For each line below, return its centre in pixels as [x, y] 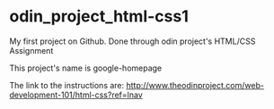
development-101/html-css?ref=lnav [76, 95]
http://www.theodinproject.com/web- [195, 85]
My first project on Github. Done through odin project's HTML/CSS [133, 41]
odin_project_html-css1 [99, 17]
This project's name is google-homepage [86, 68]
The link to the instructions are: [67, 85]
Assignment [31, 50]
